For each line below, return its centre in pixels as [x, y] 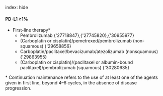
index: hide [17, 7]
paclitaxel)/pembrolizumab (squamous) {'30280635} [75, 68]
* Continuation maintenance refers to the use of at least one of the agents [82, 77]
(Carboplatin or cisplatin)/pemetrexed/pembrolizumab [76, 41]
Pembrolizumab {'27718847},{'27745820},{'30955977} [77, 35]
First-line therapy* [31, 30]
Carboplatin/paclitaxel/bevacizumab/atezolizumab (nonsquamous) [89, 52]
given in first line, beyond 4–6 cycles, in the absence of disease [71, 83]
